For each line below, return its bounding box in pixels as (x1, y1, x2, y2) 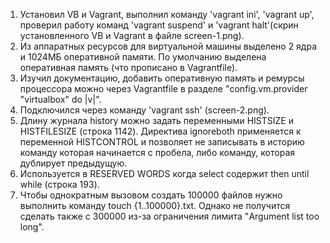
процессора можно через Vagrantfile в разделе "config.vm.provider (19, 83, 308, 94)
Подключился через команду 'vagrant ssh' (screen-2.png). (19, 104, 270, 116)
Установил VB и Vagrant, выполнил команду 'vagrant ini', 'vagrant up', (19, 9, 315, 20)
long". (19, 221, 45, 233)
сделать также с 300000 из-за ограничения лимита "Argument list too (19, 210, 320, 222)
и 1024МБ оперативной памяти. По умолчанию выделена (19, 51, 267, 63)
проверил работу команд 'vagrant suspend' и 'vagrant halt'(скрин (19, 19, 299, 31)
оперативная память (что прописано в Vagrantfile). (19, 62, 238, 73)
